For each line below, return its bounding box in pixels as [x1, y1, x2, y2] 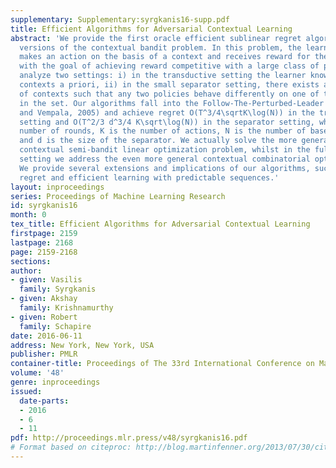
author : [10, 266, 43, 276]
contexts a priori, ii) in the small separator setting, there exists [19, 80, 320, 90]
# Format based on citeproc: [10, 442, 132, 453]
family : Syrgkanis [19, 284, 97, 295]
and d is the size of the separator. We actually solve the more [19, 136, 298, 146]
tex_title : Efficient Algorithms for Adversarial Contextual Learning [10, 219, 311, 230]
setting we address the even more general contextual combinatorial [19, 154, 311, 164]
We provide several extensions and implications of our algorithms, [19, 163, 311, 173]
